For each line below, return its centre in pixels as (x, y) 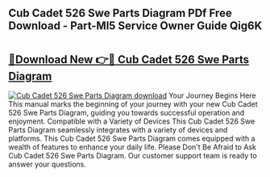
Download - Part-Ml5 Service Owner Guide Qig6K (135, 26)
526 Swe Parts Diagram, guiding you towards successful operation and (127, 113)
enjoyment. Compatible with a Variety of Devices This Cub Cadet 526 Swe (132, 121)
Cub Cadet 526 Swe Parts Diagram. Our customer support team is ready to (133, 156)
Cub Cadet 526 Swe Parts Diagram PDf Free (120, 13)
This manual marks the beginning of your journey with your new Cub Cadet (133, 104)
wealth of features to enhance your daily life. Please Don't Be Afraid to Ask (132, 147)
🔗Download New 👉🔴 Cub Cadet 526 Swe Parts (129, 59)
